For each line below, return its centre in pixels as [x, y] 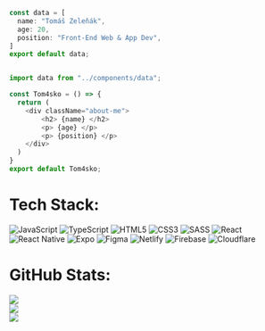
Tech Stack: [54, 205]
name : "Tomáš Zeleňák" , [61, 21]
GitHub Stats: [60, 275]
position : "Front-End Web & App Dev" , [90, 37]
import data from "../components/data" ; [86, 79]
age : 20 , [33, 29]
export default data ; [50, 54]
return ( [33, 103]
